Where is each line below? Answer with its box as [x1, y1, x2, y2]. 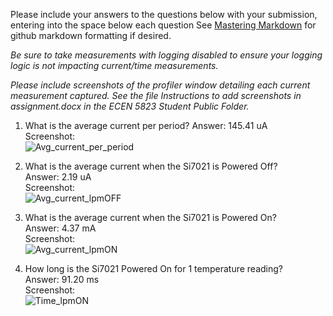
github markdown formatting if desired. [10, 30, 172, 41]
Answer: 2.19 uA [24, 171, 92, 183]
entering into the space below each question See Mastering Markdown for [10, 19, 317, 31]
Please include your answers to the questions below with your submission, [10, 9, 318, 20]
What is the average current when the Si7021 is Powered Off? [24, 160, 278, 172]
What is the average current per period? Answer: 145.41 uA [24, 120, 268, 131]
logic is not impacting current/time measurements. [10, 60, 219, 71]
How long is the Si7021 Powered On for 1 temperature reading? [24, 263, 283, 274]
